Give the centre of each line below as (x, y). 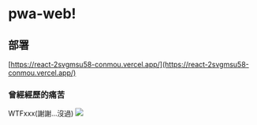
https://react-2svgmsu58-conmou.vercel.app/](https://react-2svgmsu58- (130, 64)
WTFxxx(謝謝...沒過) (41, 114)
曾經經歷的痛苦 (37, 94)
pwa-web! (42, 14)
